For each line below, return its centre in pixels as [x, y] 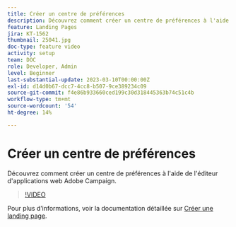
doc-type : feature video [44, 47]
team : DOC [22, 60]
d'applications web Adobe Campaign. [62, 180]
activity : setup [31, 54]
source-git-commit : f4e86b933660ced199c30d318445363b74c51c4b [101, 93]
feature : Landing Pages [42, 27]
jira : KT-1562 [28, 34]
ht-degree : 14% [30, 112]
